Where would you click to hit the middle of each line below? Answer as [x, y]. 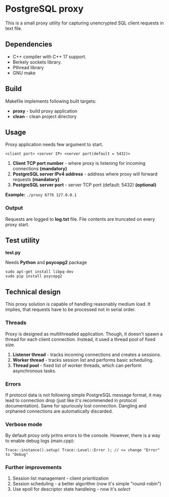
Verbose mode [24, 424]
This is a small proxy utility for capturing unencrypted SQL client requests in [84, 23]
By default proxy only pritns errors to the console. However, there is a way [83, 435]
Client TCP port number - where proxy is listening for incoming [79, 163]
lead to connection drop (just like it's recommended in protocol [71, 400]
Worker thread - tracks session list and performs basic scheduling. [83, 360]
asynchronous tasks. [35, 371]
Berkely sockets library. [37, 62]
